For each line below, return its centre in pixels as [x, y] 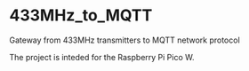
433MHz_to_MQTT [81, 16]
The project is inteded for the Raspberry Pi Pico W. [102, 57]
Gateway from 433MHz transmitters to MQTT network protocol [124, 40]
